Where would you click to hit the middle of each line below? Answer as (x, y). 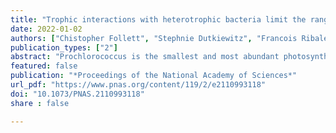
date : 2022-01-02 (46, 29)
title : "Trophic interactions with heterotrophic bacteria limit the (158, 19)
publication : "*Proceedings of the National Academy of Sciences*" (154, 76)
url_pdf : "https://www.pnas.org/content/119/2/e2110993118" (138, 85)
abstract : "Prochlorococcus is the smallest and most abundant (145, 57)
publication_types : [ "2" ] (64, 47)
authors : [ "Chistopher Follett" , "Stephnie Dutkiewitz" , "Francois (154, 38)
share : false (40, 103)
